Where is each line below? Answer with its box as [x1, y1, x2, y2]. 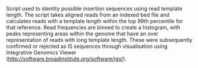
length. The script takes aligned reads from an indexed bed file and [6, 11, 170, 18]
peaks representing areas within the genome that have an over [6, 30, 158, 37]
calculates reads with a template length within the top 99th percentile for [6, 18, 183, 24]
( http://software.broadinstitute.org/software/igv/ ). [6, 56, 127, 62]
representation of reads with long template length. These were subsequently [6, 37, 193, 43]
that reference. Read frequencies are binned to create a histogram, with [6, 24, 181, 31]
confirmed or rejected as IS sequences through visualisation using [6, 43, 168, 50]
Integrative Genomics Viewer [6, 49, 77, 56]
